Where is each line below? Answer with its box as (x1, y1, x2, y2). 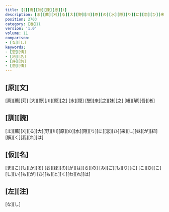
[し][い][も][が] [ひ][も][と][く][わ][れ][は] (5, 171, 91, 177)
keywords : (5, 45, 26, 50)
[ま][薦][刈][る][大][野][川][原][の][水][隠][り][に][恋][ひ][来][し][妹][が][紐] (5, 128, 158, 134)
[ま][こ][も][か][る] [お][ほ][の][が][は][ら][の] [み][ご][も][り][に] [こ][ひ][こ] (5, 164, 162, 171)
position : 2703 (5, 17, 37, 22)
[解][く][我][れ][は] (5, 134, 44, 140)
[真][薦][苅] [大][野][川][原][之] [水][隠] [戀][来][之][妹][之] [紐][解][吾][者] (5, 97, 155, 103)
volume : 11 (5, 31, 28, 36)
